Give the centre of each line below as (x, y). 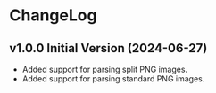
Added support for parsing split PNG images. (105, 69)
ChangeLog (53, 15)
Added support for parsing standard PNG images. (113, 79)
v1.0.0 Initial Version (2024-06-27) (108, 48)
